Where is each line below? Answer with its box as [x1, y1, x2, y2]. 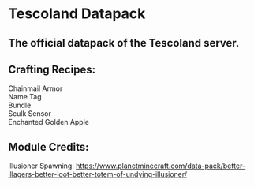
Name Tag [8, 92, 42, 102]
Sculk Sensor [8, 109, 51, 118]
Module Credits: [8, 140, 89, 154]
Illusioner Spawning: [8, 161, 75, 170]
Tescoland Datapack [8, 5, 146, 23]
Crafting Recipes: [8, 62, 96, 76]
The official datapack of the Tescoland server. [8, 36, 240, 50]
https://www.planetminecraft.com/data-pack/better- [76, 161, 246, 170]
